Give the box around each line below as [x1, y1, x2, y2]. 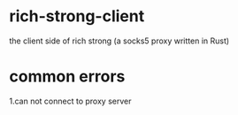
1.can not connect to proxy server [9, 96, 132, 106]
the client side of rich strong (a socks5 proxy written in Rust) [9, 35, 230, 46]
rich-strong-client [9, 6, 145, 27]
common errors [9, 66, 126, 87]
